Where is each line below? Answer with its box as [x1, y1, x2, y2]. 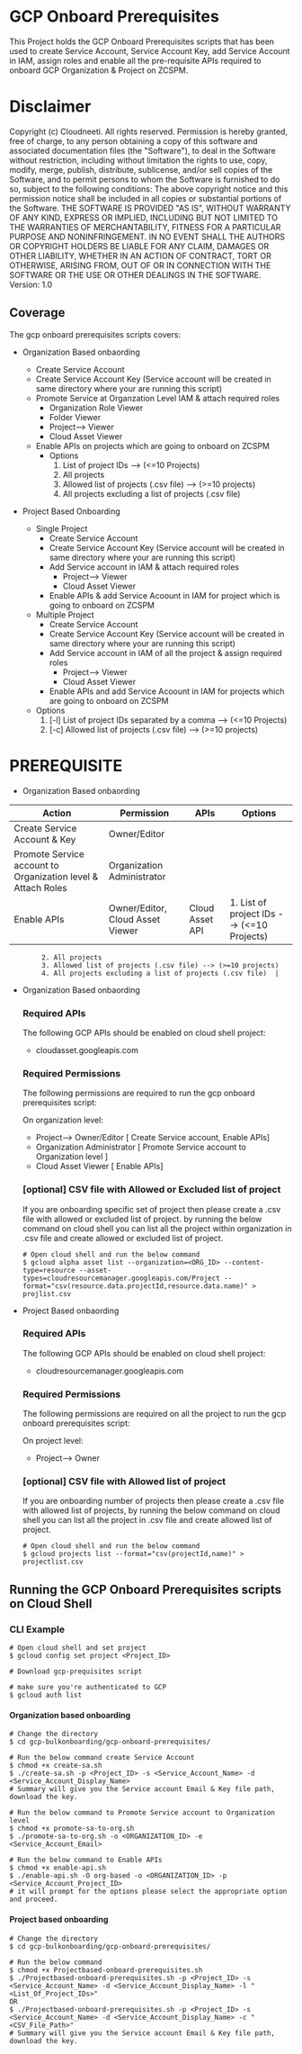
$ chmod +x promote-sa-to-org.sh [9, 1824, 135, 1833]
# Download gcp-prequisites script [9, 1667, 143, 1676]
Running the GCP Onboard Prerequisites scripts [9, 1581, 282, 1597]
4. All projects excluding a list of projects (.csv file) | [41, 968, 280, 977]
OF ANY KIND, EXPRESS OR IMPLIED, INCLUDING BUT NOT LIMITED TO [9, 212, 279, 222]
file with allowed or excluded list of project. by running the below [22, 1213, 262, 1224]
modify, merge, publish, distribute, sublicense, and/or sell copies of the [9, 164, 273, 175]
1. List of [229, 896, 267, 908]
